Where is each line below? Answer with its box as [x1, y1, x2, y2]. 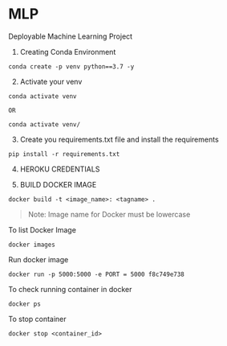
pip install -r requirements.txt [8, 150, 120, 158]
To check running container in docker [8, 284, 132, 294]
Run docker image [8, 254, 69, 264]
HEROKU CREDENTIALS [19, 164, 100, 174]
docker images [8, 241, 56, 249]
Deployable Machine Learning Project [8, 31, 133, 41]
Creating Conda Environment [19, 47, 116, 56]
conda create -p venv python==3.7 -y [8, 62, 135, 71]
